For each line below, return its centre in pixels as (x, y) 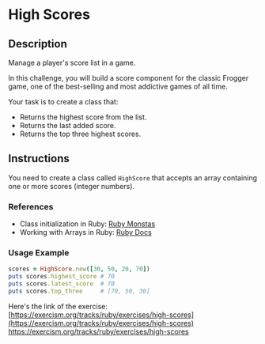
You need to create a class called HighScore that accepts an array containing (133, 178)
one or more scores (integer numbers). (72, 186)
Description (38, 44)
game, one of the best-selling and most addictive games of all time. (118, 86)
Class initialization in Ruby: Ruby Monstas (87, 224)
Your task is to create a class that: (63, 102)
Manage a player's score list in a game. (72, 62)
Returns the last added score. (68, 125)
